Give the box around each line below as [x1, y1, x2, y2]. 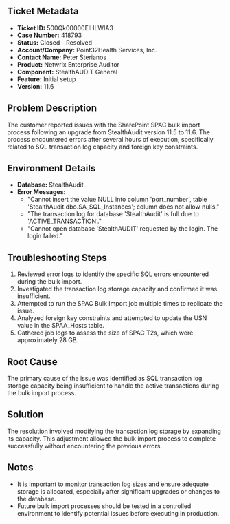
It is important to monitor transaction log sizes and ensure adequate [16, 480, 209, 488]
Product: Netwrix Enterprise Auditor [16, 60, 120, 68]
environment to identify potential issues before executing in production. [16, 509, 220, 517]
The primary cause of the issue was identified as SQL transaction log [7, 375, 203, 383]
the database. [16, 494, 56, 503]
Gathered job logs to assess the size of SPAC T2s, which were [16, 328, 194, 337]
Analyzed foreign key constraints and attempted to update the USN [16, 314, 207, 322]
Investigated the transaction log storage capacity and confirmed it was [16, 285, 218, 293]
